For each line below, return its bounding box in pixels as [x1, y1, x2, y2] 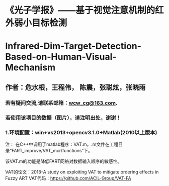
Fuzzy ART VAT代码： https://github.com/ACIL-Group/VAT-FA [5, 175, 132, 181]
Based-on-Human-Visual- [5, 51, 117, 63]
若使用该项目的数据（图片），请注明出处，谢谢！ [5, 114, 122, 121]
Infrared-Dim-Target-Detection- [5, 41, 142, 52]
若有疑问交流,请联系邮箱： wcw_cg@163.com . [5, 99, 118, 106]
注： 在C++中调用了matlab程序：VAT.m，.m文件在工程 [5, 141, 119, 147]
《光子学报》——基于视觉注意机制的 [5, 5, 155, 16]
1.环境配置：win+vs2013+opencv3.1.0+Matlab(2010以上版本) [5, 129, 157, 136]
